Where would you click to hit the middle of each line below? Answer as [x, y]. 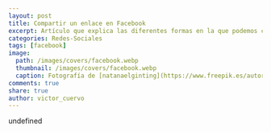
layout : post [30, 16]
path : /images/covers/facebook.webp [77, 61]
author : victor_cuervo [46, 98]
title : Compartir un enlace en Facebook [77, 23]
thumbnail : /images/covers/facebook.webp [86, 68]
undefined [25, 121]
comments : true [34, 83]
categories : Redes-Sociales [56, 38]
